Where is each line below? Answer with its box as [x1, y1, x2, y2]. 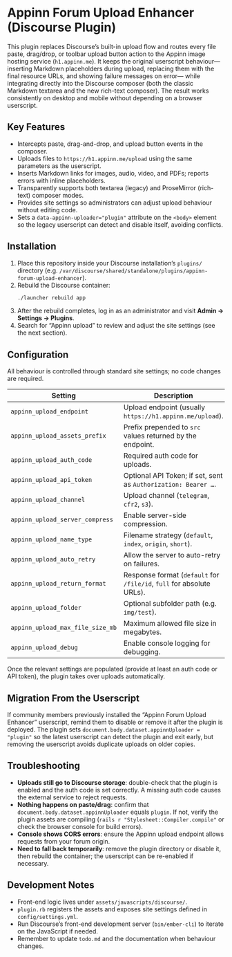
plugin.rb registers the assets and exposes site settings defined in [17, 904, 207, 913]
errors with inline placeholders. [17, 176, 106, 185]
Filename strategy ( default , [123, 530, 213, 540]
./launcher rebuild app [17, 294, 86, 301]
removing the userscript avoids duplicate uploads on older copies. [7, 740, 195, 748]
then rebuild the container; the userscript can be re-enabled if [17, 852, 194, 860]
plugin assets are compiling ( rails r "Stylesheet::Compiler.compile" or [17, 815, 224, 824]
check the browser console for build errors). [17, 822, 144, 830]
